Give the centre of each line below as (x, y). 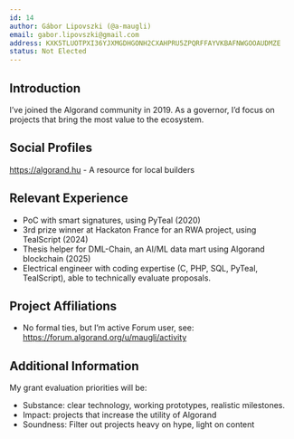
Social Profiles (51, 148)
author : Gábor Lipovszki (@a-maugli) (81, 26)
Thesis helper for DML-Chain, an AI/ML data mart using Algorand (143, 249)
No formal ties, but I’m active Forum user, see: (108, 328)
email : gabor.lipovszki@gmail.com (75, 34)
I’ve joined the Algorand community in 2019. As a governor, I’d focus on (142, 110)
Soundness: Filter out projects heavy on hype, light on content (138, 425)
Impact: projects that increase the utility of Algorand (119, 415)
